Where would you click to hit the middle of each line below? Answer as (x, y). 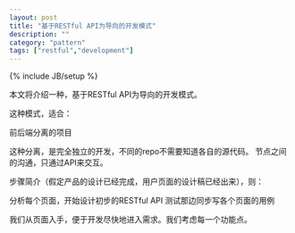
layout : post (34, 17)
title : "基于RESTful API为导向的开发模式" (83, 26)
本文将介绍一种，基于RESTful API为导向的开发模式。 (106, 95)
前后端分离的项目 (41, 133)
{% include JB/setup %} (54, 76)
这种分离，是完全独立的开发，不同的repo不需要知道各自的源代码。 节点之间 (148, 152)
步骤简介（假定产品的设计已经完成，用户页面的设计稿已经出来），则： (136, 182)
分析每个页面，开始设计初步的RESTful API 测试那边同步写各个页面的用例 (142, 201)
